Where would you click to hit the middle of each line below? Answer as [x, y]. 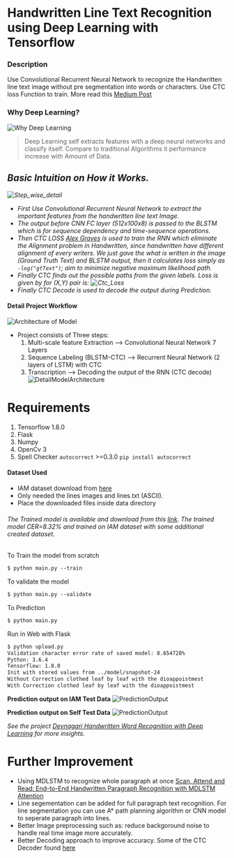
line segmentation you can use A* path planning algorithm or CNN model [122, 811]
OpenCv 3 [32, 449]
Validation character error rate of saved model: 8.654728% [96, 653]
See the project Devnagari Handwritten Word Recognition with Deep [105, 726]
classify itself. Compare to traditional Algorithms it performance [115, 149]
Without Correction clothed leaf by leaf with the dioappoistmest [106, 679]
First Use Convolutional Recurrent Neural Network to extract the [109, 208]
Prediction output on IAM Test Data [59, 699]
